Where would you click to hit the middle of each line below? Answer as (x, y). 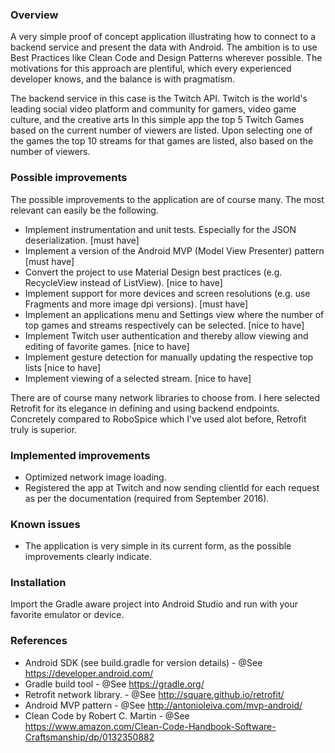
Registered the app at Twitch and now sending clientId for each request (172, 487)
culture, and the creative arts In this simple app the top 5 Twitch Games (157, 120)
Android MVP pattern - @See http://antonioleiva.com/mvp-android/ (163, 705)
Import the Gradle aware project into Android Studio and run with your (154, 604)
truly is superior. (44, 429)
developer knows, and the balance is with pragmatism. (123, 79)
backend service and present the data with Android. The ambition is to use (164, 47)
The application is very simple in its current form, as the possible (158, 546)
